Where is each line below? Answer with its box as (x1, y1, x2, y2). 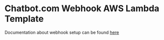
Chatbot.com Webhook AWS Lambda (4, 3, 160, 14)
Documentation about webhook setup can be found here (4, 29, 119, 35)
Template (4, 13, 44, 24)
